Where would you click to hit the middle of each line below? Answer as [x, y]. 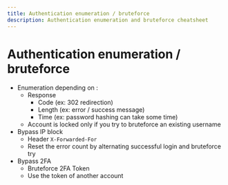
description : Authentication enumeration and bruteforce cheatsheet [108, 20]
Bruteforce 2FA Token [58, 168]
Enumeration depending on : [58, 88]
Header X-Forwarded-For [62, 139]
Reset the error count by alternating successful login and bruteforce [124, 146]
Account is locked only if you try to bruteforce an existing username [124, 124]
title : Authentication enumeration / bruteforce [78, 13]
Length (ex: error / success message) [91, 110]
